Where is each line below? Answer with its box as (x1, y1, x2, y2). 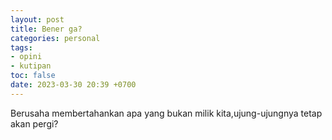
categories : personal (10, 33, 101, 43)
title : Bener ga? (10, 24, 83, 34)
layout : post (10, 14, 65, 25)
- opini (10, 52, 43, 62)
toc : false (10, 71, 56, 81)
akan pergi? (10, 117, 59, 130)
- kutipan (10, 61, 52, 71)
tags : (10, 42, 33, 53)
